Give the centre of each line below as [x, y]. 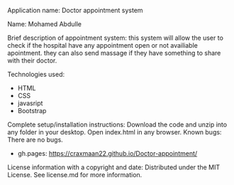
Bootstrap [32, 111]
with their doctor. [32, 60]
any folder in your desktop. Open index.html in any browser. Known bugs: [115, 132]
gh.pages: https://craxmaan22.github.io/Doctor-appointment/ [107, 153]
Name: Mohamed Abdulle [44, 24]
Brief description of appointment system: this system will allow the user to [115, 38]
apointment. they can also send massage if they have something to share [114, 53]
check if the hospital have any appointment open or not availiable [103, 45]
